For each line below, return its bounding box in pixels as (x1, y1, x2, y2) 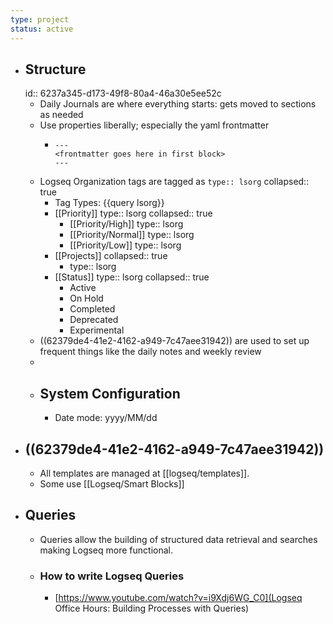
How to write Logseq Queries (39, 569, 185, 583)
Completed (69, 303, 116, 315)
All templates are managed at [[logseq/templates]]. (39, 467, 250, 479)
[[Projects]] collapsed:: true (54, 250, 168, 262)
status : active (10, 24, 74, 34)
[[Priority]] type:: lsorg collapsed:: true (54, 207, 213, 220)
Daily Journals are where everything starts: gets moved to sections (39, 98, 317, 110)
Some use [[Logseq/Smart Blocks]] (39, 477, 185, 490)
